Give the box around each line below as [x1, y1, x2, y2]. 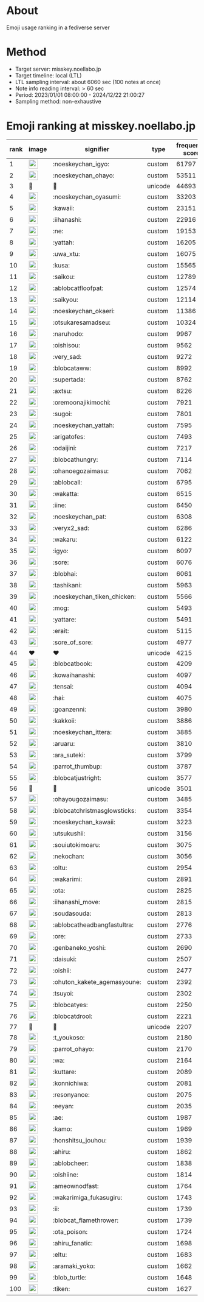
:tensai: [52, 682, 74, 690]
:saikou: [52, 272, 75, 281]
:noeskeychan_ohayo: [52, 171, 115, 180]
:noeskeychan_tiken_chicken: [52, 592, 136, 601]
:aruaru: [52, 739, 75, 748]
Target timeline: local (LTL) [15, 71, 82, 79]
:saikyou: [52, 295, 79, 303]
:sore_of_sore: [52, 638, 93, 646]
